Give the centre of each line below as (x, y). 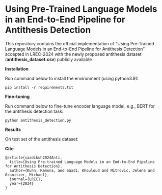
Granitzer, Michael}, (27, 175)
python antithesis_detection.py (38, 120)
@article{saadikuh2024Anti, (34, 158)
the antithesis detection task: (34, 111)
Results (13, 130)
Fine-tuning (17, 97)
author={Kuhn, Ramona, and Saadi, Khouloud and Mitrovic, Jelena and (82, 170)
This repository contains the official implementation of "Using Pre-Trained (80, 43)
